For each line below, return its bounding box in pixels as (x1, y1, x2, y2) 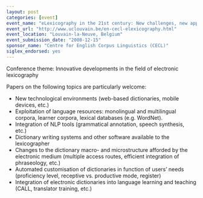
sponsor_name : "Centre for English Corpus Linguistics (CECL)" (6, 43, 169, 49)
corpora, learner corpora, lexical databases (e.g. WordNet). (14, 114, 163, 121)
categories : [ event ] (6, 15, 59, 21)
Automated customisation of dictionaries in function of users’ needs (14, 165, 184, 173)
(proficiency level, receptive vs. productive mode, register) (14, 172, 161, 179)
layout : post (6, 8, 39, 15)
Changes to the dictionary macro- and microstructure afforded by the (14, 146, 188, 153)
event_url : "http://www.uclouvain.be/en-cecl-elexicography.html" (6, 25, 177, 32)
